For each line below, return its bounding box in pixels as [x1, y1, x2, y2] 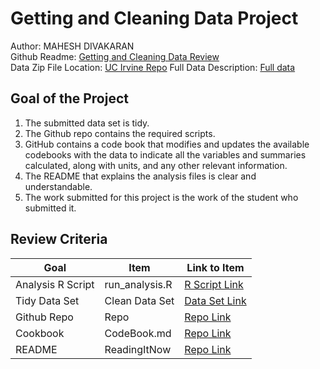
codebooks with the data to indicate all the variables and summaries [24, 148, 307, 161]
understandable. [24, 180, 93, 192]
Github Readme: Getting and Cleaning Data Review [10, 50, 220, 62]
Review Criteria [10, 231, 108, 248]
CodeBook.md [104, 326, 172, 340]
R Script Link [184, 277, 244, 291]
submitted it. [24, 202, 77, 214]
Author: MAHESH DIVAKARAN [10, 40, 135, 52]
